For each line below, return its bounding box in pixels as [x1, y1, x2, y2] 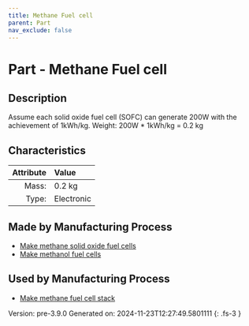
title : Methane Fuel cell [8, 11, 93, 20]
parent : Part [8, 19, 51, 27]
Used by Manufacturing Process [8, 272, 171, 286]
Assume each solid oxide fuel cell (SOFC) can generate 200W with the [8, 112, 238, 122]
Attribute [12, 167, 47, 178]
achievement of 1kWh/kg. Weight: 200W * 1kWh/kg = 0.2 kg [8, 121, 203, 130]
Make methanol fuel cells [19, 249, 102, 259]
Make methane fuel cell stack [19, 293, 116, 302]
